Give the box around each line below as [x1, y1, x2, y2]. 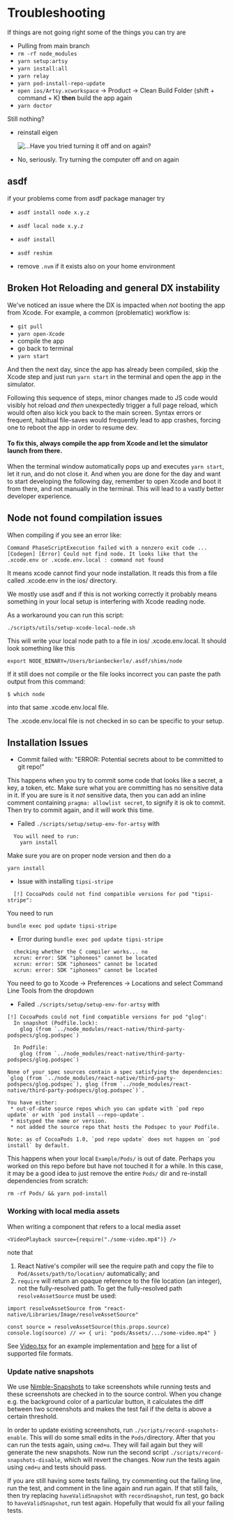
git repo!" [17, 762, 45, 771]
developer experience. [7, 492, 72, 500]
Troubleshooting [7, 5, 106, 21]
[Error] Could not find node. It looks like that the [38, 551, 198, 557]
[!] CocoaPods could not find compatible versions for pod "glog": [7, 1014, 208, 1021]
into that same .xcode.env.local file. [7, 703, 110, 711]
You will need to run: [13, 833, 80, 840]
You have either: [7, 1100, 58, 1107]
